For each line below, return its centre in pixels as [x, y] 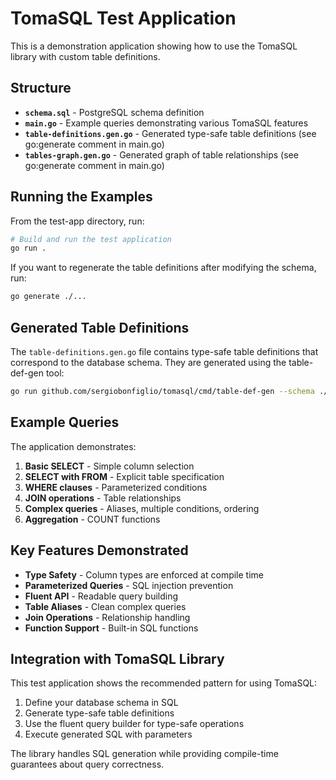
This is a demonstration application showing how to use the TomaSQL [154, 46]
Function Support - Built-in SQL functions [111, 628]
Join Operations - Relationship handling [107, 617]
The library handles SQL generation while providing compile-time [144, 754]
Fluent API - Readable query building [101, 596]
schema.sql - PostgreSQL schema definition [114, 112]
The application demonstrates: [73, 446]
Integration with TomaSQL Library [117, 658]
